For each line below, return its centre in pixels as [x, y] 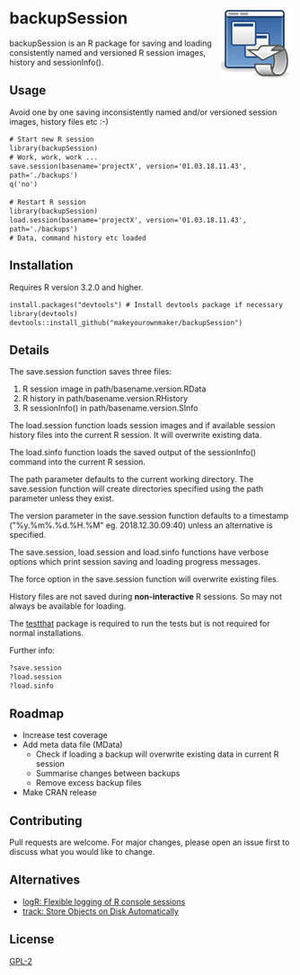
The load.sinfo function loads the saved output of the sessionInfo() [133, 452]
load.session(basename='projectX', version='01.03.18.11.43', [128, 220]
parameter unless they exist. [62, 498]
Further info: [32, 651]
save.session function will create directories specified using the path [137, 489]
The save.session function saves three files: [91, 372]
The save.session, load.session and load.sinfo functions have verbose [139, 552]
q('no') [24, 184]
